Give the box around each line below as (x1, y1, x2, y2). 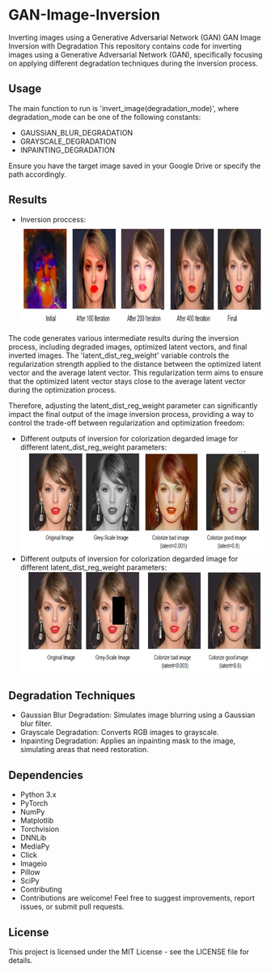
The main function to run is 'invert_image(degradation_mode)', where (8, 103, 239, 113)
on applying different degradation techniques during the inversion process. (8, 58, 259, 68)
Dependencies (8, 768, 83, 782)
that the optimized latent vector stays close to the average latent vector (8, 376, 247, 386)
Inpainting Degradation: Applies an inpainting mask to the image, (19, 736, 236, 746)
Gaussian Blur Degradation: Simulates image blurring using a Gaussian (19, 710, 256, 720)
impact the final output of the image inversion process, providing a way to (8, 409, 255, 419)
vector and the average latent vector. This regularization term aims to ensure (8, 368, 264, 377)
